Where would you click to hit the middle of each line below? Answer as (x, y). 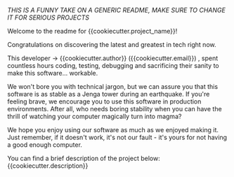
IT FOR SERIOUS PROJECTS (48, 17)
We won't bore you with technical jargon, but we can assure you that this (113, 86)
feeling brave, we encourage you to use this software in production (104, 101)
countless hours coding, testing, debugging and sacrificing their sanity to (113, 65)
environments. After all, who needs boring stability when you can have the (115, 109)
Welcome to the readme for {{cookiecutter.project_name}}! (92, 31)
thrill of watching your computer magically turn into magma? (95, 116)
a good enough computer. (45, 145)
